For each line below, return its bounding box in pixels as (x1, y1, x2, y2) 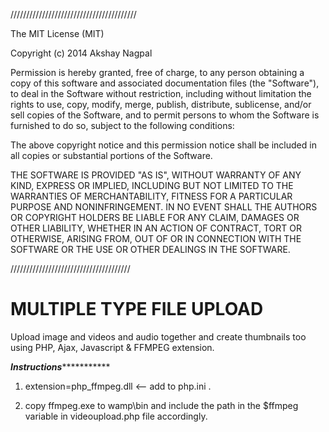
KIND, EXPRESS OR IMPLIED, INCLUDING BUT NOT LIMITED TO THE (10, 180, 294, 191)
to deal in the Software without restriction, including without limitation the (10, 88, 312, 99)
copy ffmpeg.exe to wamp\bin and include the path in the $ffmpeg (24, 399, 299, 411)
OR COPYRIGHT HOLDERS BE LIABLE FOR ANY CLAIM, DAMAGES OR (10, 212, 300, 223)
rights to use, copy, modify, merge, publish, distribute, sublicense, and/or (10, 99, 312, 110)
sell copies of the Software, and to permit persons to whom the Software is (10, 109, 320, 121)
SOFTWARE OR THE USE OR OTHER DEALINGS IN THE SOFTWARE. (10, 244, 291, 255)
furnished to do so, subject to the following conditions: (10, 120, 235, 131)
